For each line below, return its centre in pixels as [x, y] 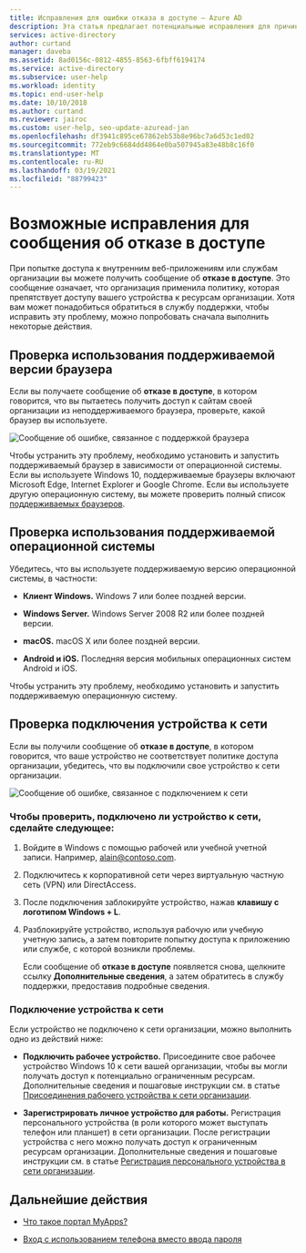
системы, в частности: [53, 578]
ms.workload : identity [52, 86]
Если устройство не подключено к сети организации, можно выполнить [151, 1029]
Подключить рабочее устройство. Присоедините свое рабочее [149, 1056]
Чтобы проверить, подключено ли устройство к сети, [135, 816]
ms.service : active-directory [67, 69]
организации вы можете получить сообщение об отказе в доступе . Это [150, 278]
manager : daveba [40, 52]
